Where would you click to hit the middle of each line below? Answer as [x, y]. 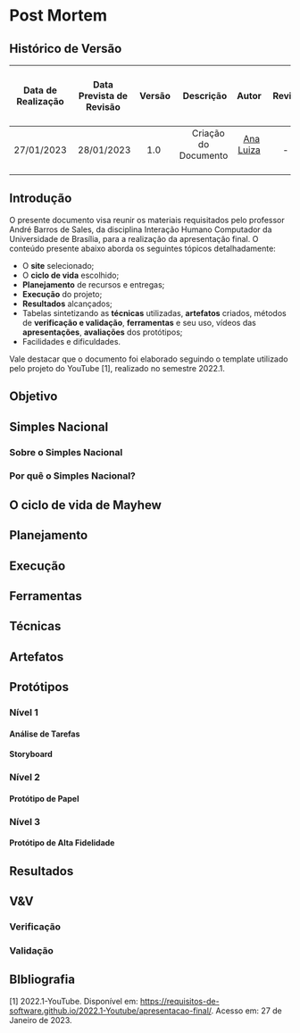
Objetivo [33, 397]
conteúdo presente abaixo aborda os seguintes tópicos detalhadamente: [143, 248]
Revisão [103, 107]
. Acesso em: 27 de [247, 1011]
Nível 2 [25, 778]
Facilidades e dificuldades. [71, 341]
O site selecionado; [58, 265]
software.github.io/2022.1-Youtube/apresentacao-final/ [110, 1011]
